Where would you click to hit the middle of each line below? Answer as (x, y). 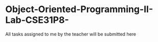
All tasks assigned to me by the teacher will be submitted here (71, 34)
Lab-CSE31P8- (37, 20)
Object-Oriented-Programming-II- (79, 9)
